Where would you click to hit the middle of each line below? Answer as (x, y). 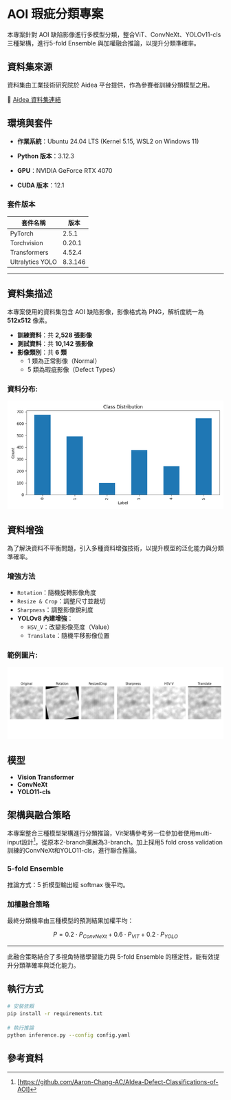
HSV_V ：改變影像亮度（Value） (70, 627)
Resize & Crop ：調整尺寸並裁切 (61, 601)
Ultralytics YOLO (33, 262)
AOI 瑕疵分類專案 (55, 14)
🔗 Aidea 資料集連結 (34, 99)
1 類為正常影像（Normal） (64, 361)
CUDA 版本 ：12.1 (41, 185)
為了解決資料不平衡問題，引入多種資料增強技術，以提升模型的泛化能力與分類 (115, 548)
